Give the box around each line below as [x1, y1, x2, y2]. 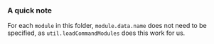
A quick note [7, 6, 52, 15]
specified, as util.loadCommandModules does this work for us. [7, 29, 186, 37]
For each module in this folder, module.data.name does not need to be [7, 22, 208, 30]
